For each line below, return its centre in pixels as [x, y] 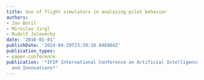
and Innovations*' [35, 68]
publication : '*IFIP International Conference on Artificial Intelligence [103, 62]
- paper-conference [31, 57]
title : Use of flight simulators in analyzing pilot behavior [87, 12]
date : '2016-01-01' [31, 40]
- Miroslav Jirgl [28, 29]
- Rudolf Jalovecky [31, 34]
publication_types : [31, 51]
